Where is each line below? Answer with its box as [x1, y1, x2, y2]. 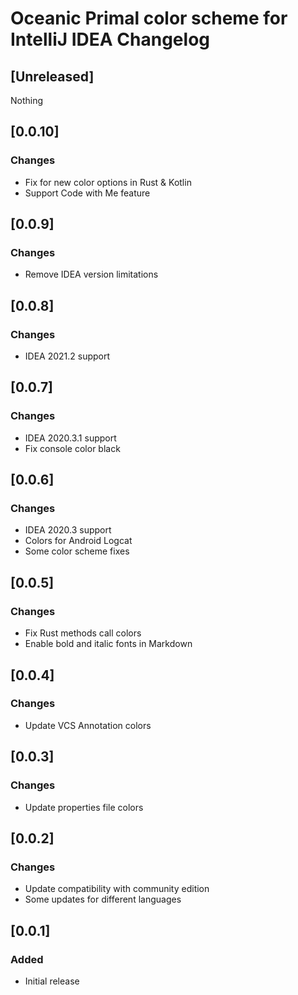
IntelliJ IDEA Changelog [10, 28, 210, 51]
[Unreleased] [10, 68, 95, 85]
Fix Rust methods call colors [24, 627, 142, 639]
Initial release [24, 975, 80, 987]
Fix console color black [24, 442, 121, 454]
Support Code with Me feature [24, 187, 151, 199]
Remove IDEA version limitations [24, 268, 159, 281]
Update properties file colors [24, 801, 144, 813]
